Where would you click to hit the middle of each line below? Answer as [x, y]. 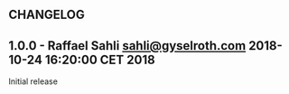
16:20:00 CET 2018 [100, 59]
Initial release [33, 81]
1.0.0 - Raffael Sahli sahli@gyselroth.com [127, 46]
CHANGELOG [47, 15]
